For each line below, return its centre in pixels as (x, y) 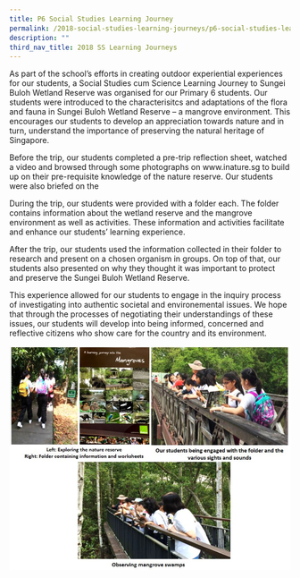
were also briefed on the (54, 186)
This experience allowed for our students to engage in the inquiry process (145, 295)
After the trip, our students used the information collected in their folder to (146, 250)
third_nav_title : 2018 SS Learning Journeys (93, 47)
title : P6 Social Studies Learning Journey (92, 19)
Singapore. (29, 140)
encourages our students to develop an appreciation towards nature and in (146, 122)
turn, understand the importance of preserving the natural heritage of (137, 131)
